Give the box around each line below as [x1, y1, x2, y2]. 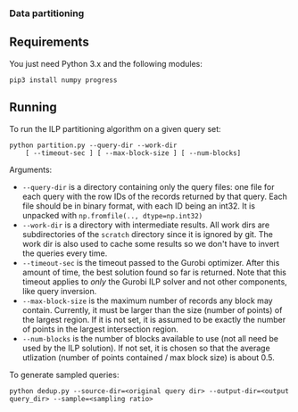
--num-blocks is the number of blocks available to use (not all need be [21, 333, 279, 343]
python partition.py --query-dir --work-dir [9, 141, 178, 150]
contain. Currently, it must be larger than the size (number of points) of [21, 304, 283, 315]
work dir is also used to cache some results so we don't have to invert [21, 238, 279, 249]
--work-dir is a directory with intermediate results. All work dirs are [21, 219, 270, 230]
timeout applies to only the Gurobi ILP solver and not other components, [21, 276, 287, 287]
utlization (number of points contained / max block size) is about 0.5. [21, 351, 275, 363]
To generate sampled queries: [9, 369, 120, 380]
